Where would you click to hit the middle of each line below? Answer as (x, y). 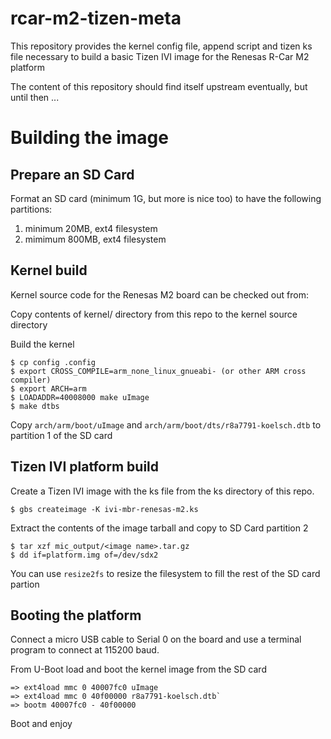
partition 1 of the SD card (61, 435)
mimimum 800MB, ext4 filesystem (95, 239)
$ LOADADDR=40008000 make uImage (80, 397)
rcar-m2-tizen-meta (96, 18)
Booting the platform (76, 615)
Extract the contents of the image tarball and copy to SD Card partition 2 (159, 528)
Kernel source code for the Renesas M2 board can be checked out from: (159, 294)
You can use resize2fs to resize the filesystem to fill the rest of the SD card (165, 573)
